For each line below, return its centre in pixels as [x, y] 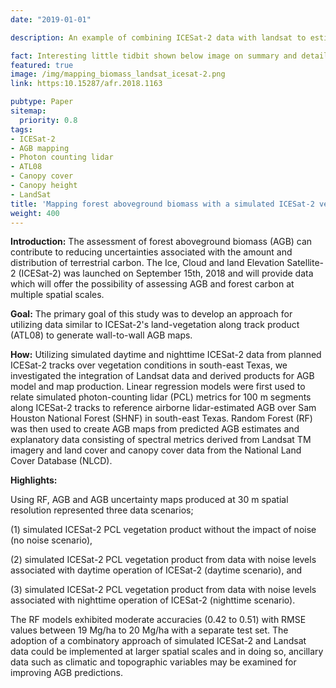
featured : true [42, 65]
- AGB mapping [40, 148]
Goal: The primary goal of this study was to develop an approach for [151, 314]
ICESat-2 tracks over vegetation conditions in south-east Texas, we [149, 365]
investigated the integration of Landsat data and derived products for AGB [162, 376]
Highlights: [34, 480]
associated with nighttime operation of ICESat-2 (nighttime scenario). [153, 600]
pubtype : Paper [42, 102]
